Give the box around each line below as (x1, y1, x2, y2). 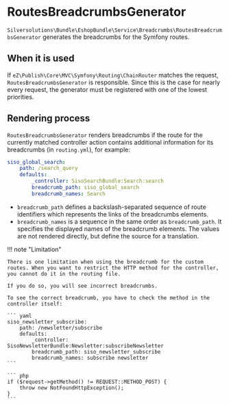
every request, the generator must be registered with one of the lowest (7, 85, 208, 93)
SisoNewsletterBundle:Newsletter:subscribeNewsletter (7, 342, 165, 349)
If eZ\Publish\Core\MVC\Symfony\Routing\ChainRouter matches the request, (7, 71, 219, 79)
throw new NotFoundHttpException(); (19, 384, 125, 391)
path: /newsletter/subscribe (19, 324, 103, 331)
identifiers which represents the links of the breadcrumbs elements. (16, 210, 209, 218)
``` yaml (7, 312, 32, 319)
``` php (7, 372, 29, 379)
